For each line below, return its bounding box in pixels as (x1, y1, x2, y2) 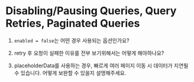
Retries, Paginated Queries (5, 17, 140, 30)
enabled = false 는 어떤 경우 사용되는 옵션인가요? (14, 37, 130, 44)
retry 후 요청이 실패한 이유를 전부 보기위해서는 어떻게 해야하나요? (14, 49, 164, 57)
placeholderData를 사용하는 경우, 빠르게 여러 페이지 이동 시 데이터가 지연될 (14, 62, 189, 69)
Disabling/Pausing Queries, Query (5, 4, 177, 18)
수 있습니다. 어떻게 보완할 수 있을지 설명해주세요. (14, 69, 127, 76)
